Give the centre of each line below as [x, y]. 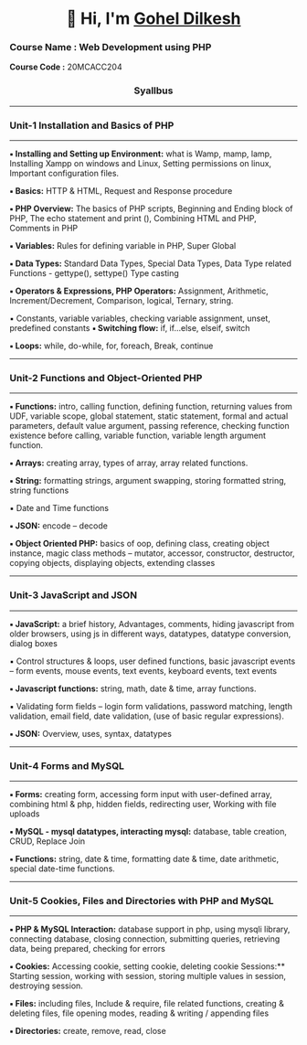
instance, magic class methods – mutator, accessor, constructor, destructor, [152, 553]
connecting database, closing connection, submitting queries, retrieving [145, 939]
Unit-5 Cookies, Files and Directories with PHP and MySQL [142, 901]
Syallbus [153, 91]
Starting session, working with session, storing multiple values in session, [148, 976]
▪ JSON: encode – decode [58, 526]
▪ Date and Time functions [59, 508]
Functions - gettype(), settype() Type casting [95, 273]
